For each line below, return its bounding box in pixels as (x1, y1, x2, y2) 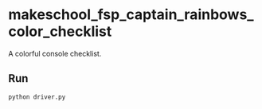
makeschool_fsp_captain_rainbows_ (8, 6, 254, 24)
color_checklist (8, 22, 112, 41)
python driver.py (8, 93, 66, 101)
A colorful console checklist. (8, 49, 102, 58)
